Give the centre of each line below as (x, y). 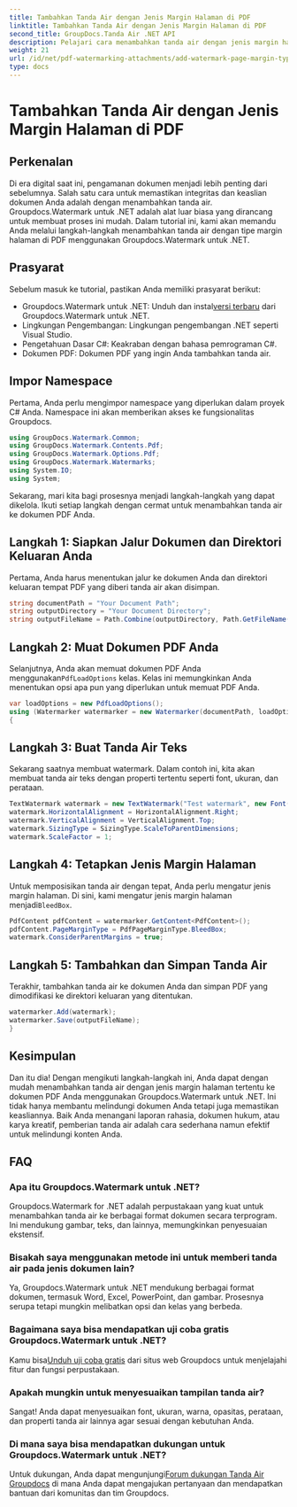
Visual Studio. (47, 334)
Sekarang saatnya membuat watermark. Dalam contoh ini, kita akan (132, 769)
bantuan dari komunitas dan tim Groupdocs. (89, 1493)
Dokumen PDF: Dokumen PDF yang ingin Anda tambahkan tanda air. (146, 353)
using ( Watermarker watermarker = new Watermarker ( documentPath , (132, 711)
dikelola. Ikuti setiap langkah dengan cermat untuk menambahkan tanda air (146, 505)
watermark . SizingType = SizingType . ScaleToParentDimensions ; (124, 829)
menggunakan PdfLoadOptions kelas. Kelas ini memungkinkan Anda (130, 678)
